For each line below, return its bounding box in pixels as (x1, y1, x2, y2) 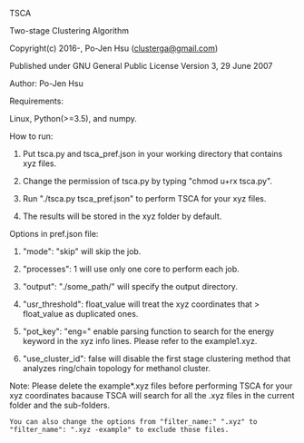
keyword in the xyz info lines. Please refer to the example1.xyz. (22, 336, 258, 346)
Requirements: (9, 95, 64, 106)
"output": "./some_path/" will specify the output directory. (22, 281, 239, 291)
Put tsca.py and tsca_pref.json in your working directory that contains (22, 149, 283, 159)
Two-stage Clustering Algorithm (9, 25, 130, 35)
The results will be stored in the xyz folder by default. (22, 211, 222, 221)
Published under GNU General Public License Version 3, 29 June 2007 (9, 61, 273, 71)
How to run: (9, 131, 54, 142)
